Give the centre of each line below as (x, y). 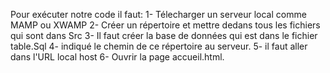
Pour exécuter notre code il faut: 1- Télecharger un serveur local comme (158, 14)
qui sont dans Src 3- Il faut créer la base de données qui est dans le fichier (164, 35)
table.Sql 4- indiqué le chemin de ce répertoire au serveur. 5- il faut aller (159, 46)
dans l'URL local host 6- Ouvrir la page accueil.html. (117, 57)
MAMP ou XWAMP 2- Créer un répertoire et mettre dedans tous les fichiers (165, 25)
